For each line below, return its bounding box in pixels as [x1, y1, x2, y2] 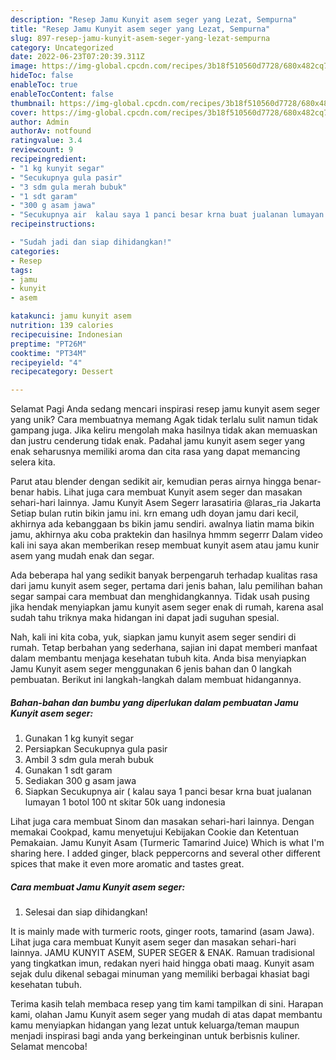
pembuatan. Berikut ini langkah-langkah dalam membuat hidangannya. [10, 674, 302, 686]
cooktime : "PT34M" [10, 348, 87, 358]
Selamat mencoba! [10, 1041, 88, 1053]
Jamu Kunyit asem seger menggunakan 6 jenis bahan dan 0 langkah [10, 663, 292, 675]
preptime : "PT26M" [10, 339, 87, 349]
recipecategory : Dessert [10, 367, 114, 377]
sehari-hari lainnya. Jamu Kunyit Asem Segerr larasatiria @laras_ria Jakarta [10, 497, 322, 509]
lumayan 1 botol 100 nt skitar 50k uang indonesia [24, 796, 226, 808]
